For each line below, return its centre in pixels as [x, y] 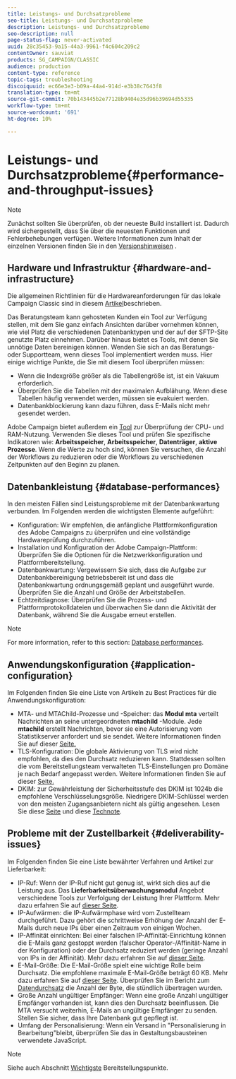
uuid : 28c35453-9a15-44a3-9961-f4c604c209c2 [74, 47]
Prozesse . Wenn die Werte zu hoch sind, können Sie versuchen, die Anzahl [117, 450]
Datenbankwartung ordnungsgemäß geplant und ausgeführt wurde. [116, 585]
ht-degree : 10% [30, 119]
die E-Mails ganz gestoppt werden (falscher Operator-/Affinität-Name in [122, 943]
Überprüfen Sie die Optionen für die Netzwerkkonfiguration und [110, 555]
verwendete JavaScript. [52, 1040]
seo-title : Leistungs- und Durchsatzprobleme [75, 20]
